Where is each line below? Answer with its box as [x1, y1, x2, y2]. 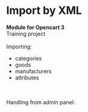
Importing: [6, 43, 32, 50]
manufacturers [14, 67, 52, 74]
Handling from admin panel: [6, 98, 75, 106]
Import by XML [6, 4, 83, 18]
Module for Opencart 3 [6, 24, 65, 31]
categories [14, 54, 42, 62]
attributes [14, 74, 39, 81]
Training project [6, 30, 46, 37]
